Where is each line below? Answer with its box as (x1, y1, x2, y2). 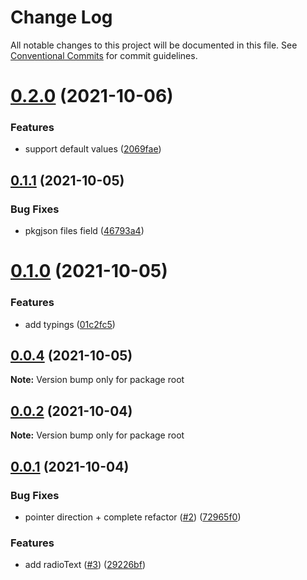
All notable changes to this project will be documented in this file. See (10, 39, 298, 51)
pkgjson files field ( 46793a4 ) (24, 225, 145, 237)
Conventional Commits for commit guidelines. (10, 49, 198, 61)
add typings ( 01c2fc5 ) (24, 318, 116, 330)
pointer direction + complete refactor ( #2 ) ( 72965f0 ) (24, 511, 242, 523)
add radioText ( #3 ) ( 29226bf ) (24, 559, 146, 571)
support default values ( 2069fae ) (24, 143, 162, 155)
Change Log (10, 6, 113, 29)
